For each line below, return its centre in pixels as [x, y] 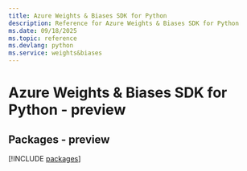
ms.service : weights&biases [56, 53]
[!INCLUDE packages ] [45, 159]
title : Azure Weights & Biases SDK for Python [88, 16]
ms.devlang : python [41, 46]
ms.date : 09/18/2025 [43, 31]
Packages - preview [59, 139]
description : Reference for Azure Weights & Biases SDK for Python [124, 23]
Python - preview [67, 110]
